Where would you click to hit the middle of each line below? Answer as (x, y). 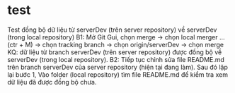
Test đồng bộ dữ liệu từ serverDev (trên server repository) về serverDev (112, 30)
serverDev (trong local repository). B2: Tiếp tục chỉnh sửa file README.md (116, 59)
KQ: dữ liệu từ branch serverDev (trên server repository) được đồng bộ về (115, 52)
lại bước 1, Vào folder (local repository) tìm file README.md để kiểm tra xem (118, 74)
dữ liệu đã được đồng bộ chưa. (52, 82)
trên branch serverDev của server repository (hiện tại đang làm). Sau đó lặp (118, 67)
